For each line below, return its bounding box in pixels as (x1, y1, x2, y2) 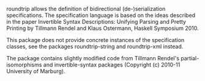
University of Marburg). (6, 68, 65, 75)
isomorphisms (6, 61, 42, 68)
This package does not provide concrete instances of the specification (6, 37, 185, 43)
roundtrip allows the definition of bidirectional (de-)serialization (6, 5, 166, 12)
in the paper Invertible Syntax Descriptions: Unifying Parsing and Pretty (6, 18, 187, 25)
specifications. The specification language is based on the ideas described (6, 12, 196, 19)
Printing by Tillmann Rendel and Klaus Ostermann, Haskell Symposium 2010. (6, 24, 199, 32)
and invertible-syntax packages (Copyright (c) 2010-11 (43, 61, 181, 68)
